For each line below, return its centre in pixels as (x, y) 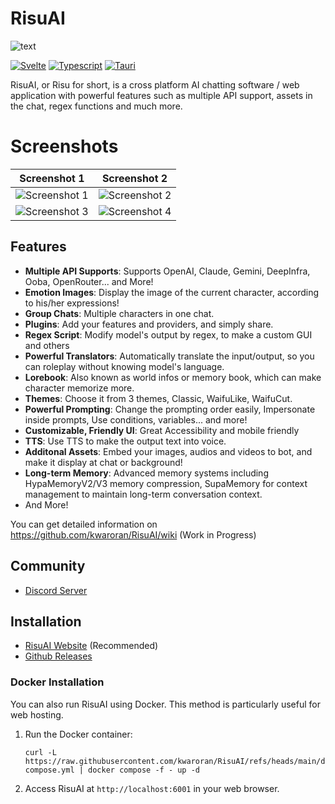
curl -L (40, 752)
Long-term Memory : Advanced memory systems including (146, 473)
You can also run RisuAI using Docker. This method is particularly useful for (165, 704)
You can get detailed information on (84, 524)
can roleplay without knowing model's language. (124, 366)
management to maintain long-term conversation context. (143, 494)
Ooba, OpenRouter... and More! (89, 281)
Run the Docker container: (78, 734)
